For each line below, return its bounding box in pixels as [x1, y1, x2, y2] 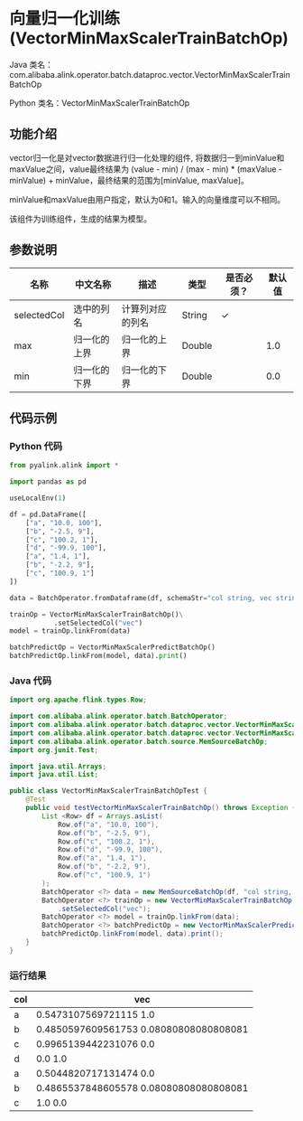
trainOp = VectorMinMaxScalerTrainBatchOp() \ [9, 609, 183, 619]
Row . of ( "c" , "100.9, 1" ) [57, 871, 151, 880]
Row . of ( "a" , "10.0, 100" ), [57, 820, 160, 829]
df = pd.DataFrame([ [9, 510, 87, 519]
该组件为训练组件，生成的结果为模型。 [9, 213, 151, 224]
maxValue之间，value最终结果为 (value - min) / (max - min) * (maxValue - [9, 164, 282, 174]
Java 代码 [9, 674, 52, 687]
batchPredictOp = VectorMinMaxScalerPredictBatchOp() [9, 643, 216, 652]
